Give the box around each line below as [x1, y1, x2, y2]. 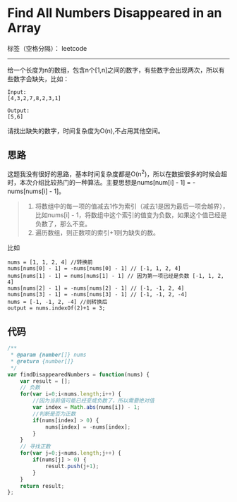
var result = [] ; [20, 377, 71, 385]
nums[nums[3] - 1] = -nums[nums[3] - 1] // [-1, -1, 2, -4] [7, 291, 188, 298]
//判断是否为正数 [32, 410, 76, 417]
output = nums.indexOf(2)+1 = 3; [7, 305, 106, 312]
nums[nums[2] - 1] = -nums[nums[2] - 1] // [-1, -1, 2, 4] [7, 285, 185, 292]
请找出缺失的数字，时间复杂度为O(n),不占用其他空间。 [7, 126, 164, 135]
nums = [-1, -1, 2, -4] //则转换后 [7, 298, 108, 306]
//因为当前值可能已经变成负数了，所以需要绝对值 [32, 397, 155, 405]
